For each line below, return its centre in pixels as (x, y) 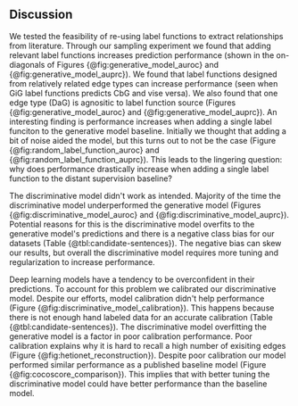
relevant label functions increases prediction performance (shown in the (142, 55)
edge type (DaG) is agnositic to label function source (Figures (123, 103)
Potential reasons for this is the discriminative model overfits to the (132, 224)
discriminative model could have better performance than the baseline (138, 384)
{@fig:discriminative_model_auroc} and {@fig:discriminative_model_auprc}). (149, 214)
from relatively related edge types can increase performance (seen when (144, 83)
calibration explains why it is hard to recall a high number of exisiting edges (148, 345)
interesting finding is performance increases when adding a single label (141, 121)
